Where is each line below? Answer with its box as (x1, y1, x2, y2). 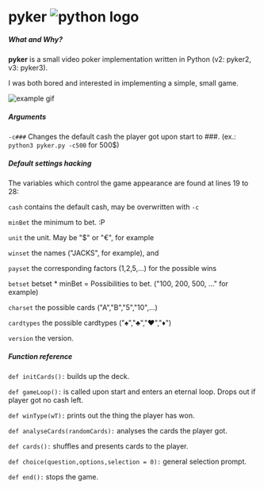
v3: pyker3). (8, 63, 48, 73)
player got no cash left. (8, 395, 84, 405)
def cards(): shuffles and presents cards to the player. (8, 441, 189, 451)
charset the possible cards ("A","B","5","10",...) (8, 303, 159, 312)
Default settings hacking (8, 159, 92, 168)
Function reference (8, 351, 73, 361)
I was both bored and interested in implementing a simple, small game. (8, 78, 239, 88)
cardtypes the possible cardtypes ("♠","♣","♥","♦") (8, 318, 172, 328)
